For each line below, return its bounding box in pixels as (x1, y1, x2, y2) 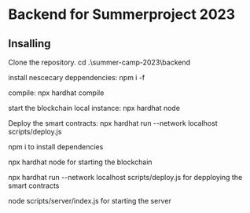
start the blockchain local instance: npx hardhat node (8, 104, 181, 112)
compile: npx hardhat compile (8, 88, 105, 97)
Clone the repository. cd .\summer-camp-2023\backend (8, 57, 191, 67)
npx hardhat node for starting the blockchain (8, 157, 153, 167)
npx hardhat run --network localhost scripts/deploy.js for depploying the (8, 173, 243, 182)
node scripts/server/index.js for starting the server (8, 196, 171, 205)
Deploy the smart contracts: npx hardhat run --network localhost (8, 119, 218, 127)
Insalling (8, 37, 51, 50)
